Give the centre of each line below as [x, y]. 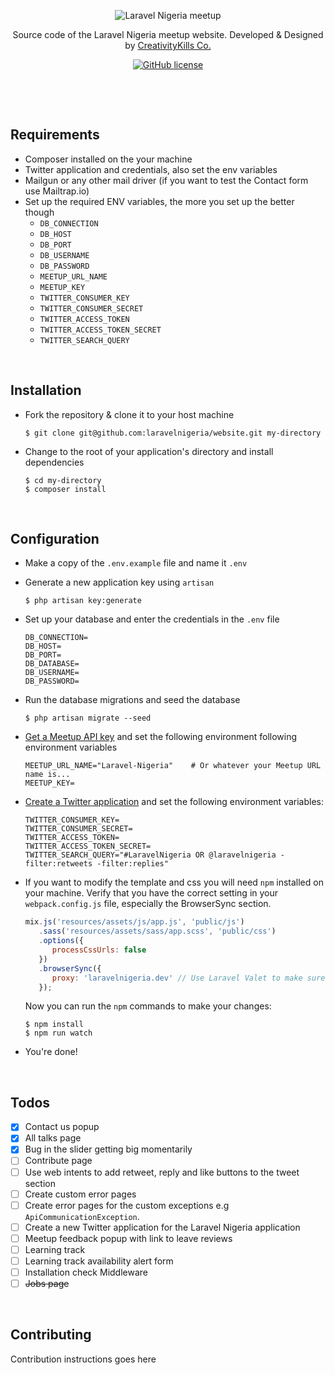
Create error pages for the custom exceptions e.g [127, 1205]
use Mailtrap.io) [57, 191]
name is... [47, 775]
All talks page [53, 1138]
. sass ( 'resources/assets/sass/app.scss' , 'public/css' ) [157, 931]
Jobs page [47, 1283]
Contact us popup [62, 1127]
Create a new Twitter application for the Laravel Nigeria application [162, 1227]
